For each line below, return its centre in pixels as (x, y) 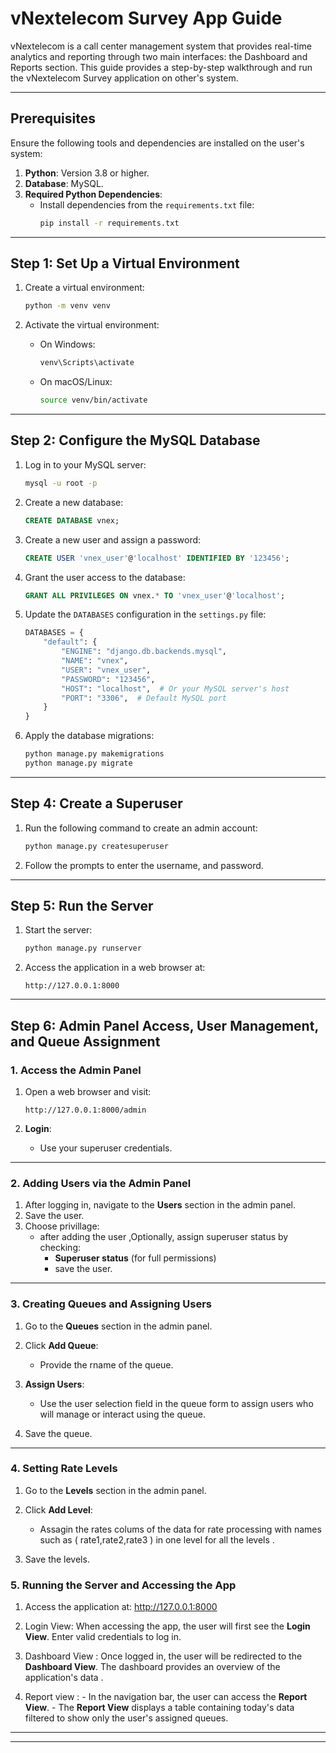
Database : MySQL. (64, 183)
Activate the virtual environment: (92, 325)
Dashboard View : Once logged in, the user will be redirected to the (163, 1656)
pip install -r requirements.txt (109, 223)
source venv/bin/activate (93, 400)
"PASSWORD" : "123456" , (108, 679)
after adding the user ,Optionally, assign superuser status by (164, 1237)
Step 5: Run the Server (82, 905)
